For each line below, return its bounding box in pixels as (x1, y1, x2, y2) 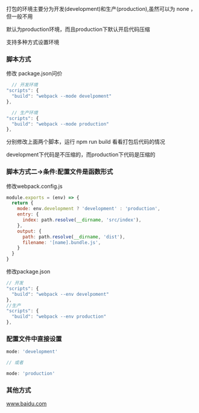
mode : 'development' (6, 349, 58, 355)
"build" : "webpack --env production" (11, 313, 107, 320)
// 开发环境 (11, 82, 38, 88)
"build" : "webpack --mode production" (11, 121, 110, 127)
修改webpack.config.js (6, 182, 63, 190)
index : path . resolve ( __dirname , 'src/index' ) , (22, 217, 142, 223)
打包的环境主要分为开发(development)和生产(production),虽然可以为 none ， (6, 5, 196, 12)
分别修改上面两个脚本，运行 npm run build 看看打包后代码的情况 (6, 138, 165, 146)
